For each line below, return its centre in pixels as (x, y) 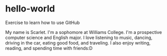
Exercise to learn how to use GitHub (42, 22)
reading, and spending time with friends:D (49, 48)
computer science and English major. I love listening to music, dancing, (79, 37)
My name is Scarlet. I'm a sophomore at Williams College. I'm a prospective (84, 32)
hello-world (30, 9)
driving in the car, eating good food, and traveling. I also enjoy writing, (78, 42)
